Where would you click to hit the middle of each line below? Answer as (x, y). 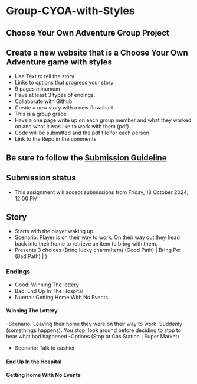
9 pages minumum (37, 89)
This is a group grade (40, 114)
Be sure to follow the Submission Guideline (86, 158)
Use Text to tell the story (45, 76)
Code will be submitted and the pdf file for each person (82, 133)
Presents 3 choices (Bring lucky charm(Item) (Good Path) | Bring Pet (98, 250)
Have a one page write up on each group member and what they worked (103, 120)
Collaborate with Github (43, 101)
